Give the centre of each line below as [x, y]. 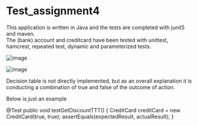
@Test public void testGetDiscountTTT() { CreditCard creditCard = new [93, 110]
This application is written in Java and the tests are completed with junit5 [95, 27]
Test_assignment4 [53, 11]
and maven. [21, 33]
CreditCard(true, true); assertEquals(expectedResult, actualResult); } [90, 116]
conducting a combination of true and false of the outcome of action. [91, 87]
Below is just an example [37, 99]
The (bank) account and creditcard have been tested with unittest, [87, 40]
